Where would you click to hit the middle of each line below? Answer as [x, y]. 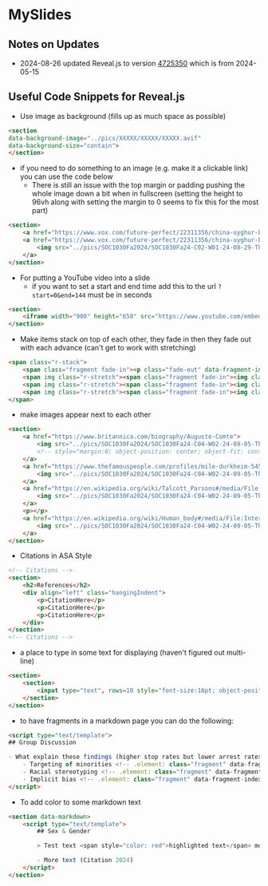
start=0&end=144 [59, 295]
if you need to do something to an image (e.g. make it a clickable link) [134, 168]
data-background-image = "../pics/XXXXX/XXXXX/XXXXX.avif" [105, 138]
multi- [236, 653]
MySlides [40, 15]
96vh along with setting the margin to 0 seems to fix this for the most [145, 202]
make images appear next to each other [85, 415]
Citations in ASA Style [56, 556]
